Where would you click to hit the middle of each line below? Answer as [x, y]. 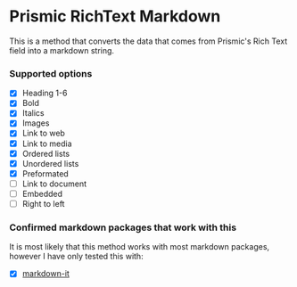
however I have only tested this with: [77, 257]
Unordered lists [50, 163]
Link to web [43, 133]
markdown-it [45, 274]
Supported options [51, 73]
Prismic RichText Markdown [115, 16]
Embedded [42, 193]
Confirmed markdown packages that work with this [123, 227]
